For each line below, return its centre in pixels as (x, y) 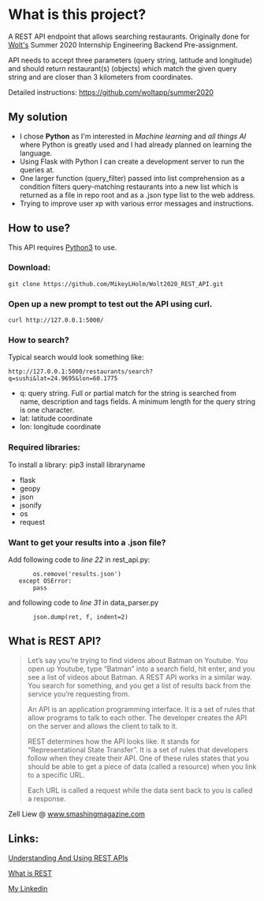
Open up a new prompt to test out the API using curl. (110, 303)
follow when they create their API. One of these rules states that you (138, 758)
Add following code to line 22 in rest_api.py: (79, 560)
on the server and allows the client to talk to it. (102, 726)
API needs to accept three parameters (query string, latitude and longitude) (130, 60)
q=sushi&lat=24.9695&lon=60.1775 (63, 379)
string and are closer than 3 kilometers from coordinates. (100, 77)
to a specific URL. (56, 775)
